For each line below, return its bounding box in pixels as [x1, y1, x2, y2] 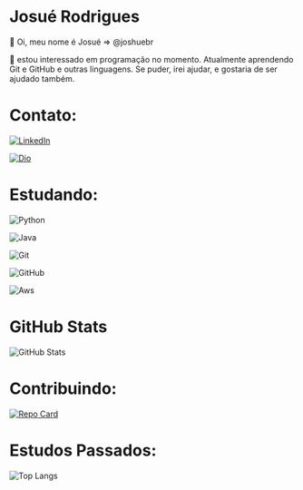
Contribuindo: [9, 378, 117, 398]
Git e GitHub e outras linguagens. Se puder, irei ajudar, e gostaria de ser [9, 64, 279, 74]
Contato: [9, 105, 77, 126]
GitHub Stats [9, 317, 108, 337]
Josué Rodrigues [9, 6, 141, 27]
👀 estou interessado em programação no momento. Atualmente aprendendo [9, 54, 294, 64]
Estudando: [9, 184, 98, 205]
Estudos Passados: [9, 440, 157, 460]
